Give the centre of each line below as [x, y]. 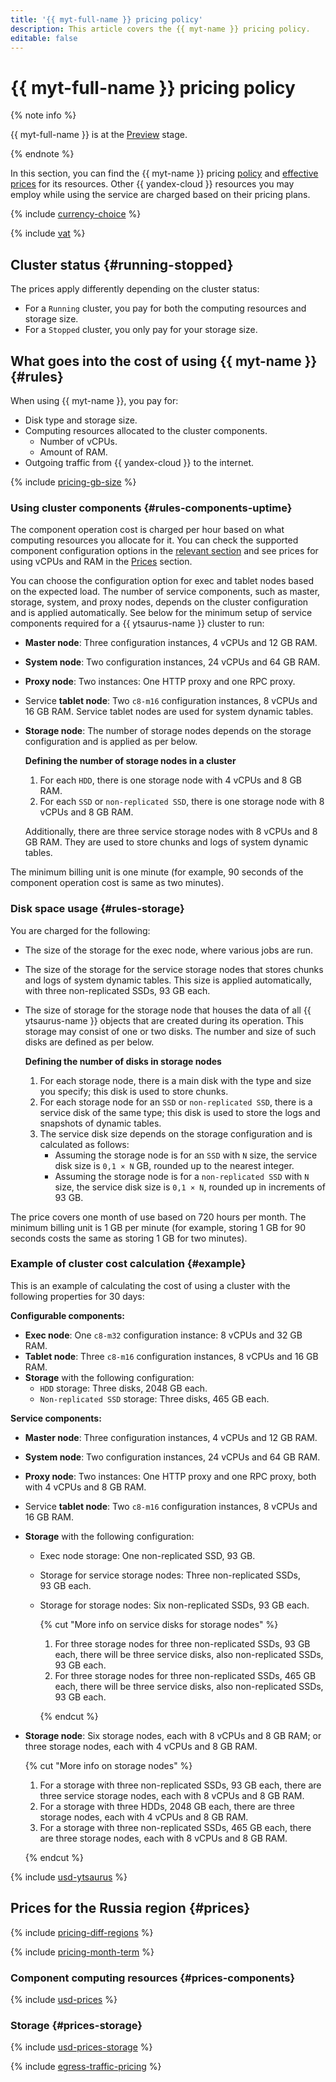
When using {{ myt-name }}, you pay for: [94, 400]
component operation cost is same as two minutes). [117, 883]
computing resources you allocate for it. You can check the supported [154, 540]
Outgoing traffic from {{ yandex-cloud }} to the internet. [139, 462]
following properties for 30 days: [77, 1296]
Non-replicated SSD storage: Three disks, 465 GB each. [154, 1398]
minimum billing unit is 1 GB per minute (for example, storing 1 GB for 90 [158, 1227]
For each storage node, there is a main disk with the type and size [175, 1080]
